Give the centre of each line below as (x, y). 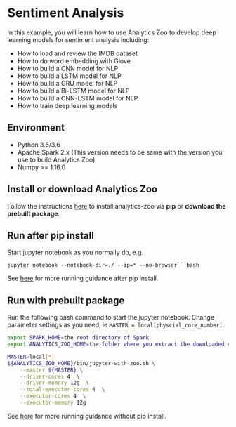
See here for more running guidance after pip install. (83, 278)
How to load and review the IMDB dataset (78, 53)
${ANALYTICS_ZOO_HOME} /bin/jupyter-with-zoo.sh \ (81, 363)
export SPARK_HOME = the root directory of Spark (78, 338)
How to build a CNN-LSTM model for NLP (78, 98)
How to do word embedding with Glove (74, 60)
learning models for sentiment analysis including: (78, 39)
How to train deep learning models (67, 105)
